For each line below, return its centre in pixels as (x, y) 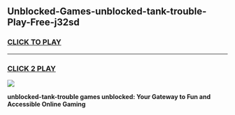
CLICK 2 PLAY (31, 68)
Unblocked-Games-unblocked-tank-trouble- (107, 11)
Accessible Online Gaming (47, 104)
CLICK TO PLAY (34, 43)
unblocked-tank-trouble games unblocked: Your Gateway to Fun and (109, 96)
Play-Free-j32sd (44, 23)
